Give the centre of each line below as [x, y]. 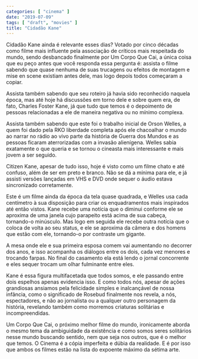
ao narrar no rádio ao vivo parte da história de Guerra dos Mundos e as [93, 137]
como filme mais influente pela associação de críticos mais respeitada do [95, 51]
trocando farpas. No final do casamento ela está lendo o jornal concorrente [98, 258]
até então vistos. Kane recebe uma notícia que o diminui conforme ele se [95, 209]
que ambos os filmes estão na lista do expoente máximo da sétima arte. [93, 350]
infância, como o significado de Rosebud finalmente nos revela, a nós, [91, 294]
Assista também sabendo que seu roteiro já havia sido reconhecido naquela [98, 94]
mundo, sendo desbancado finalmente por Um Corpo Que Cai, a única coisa [99, 57]
